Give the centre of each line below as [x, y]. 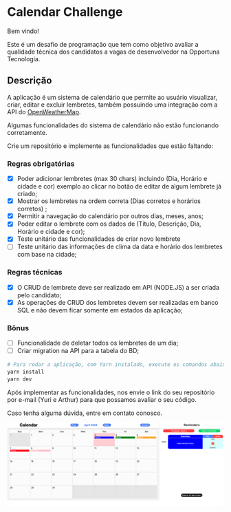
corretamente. [27, 132]
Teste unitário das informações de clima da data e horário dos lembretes [120, 247]
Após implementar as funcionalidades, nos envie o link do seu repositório [111, 392]
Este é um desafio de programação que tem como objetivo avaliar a [103, 44]
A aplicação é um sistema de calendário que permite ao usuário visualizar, [112, 97]
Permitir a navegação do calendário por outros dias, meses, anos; [110, 216]
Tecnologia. [24, 58]
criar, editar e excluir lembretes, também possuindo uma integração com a [112, 105]
